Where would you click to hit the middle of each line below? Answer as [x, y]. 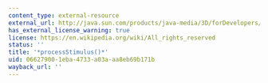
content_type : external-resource [64, 15]
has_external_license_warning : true [69, 30]
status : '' [26, 45]
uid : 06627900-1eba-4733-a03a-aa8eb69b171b [82, 60]
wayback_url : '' [35, 67]
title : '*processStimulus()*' [59, 52]
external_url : [32, 23]
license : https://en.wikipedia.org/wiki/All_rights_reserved [112, 38]
